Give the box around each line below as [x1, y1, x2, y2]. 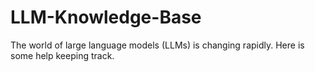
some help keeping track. [10, 49, 115, 61]
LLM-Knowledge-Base [10, 6, 202, 29]
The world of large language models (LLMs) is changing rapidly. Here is [10, 39, 305, 51]
